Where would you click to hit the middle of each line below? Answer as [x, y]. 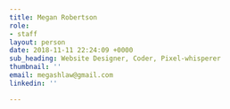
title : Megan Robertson [53, 17]
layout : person [37, 42]
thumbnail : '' [36, 67]
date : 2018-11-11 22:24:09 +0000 [71, 51]
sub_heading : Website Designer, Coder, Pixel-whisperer [115, 58]
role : [19, 26]
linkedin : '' [33, 83]
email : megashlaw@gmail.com [62, 75]
